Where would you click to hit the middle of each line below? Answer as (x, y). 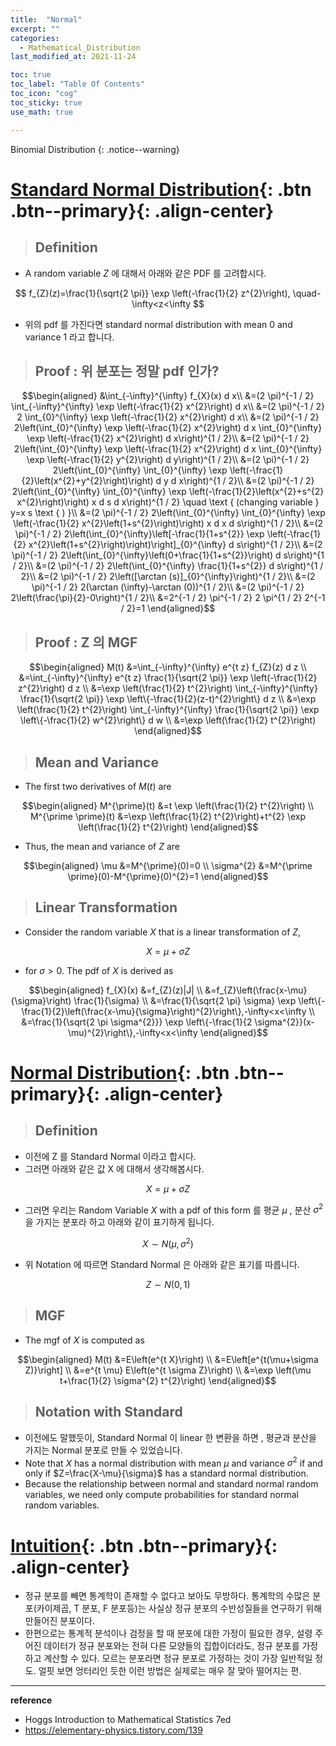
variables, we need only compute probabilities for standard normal (161, 1495)
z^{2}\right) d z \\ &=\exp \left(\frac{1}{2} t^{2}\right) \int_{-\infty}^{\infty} (168, 688)
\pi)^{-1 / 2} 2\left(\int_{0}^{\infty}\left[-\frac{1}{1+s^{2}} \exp (139, 534)
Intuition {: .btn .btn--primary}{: (144, 1545)
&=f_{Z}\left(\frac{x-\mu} (256, 990)
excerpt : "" (35, 29)
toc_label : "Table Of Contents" (77, 84)
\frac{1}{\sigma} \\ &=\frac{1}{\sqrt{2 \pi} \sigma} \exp (185, 1000)
